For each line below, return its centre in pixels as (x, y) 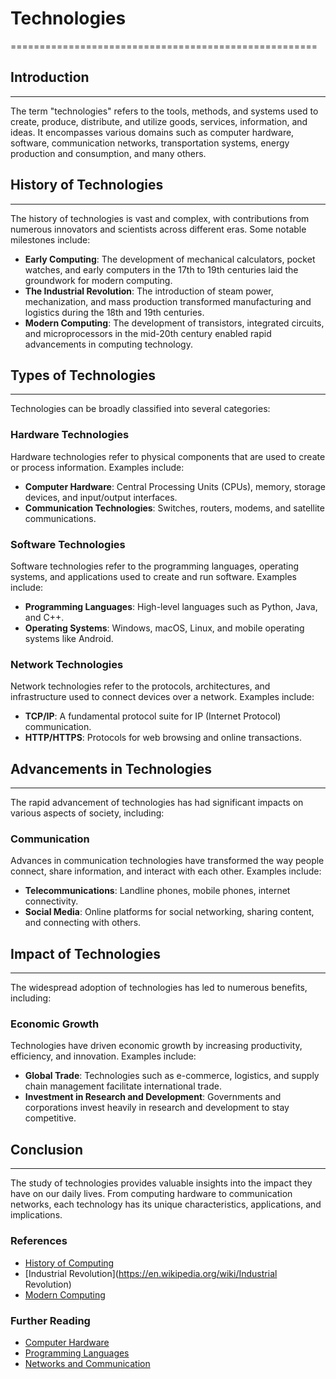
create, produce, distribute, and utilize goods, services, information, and (159, 121)
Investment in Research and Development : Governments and (153, 1097)
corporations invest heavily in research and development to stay (157, 1108)
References (39, 1241)
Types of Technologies (83, 375)
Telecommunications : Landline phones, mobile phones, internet (157, 891)
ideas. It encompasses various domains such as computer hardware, (152, 132)
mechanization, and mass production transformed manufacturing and (168, 301)
